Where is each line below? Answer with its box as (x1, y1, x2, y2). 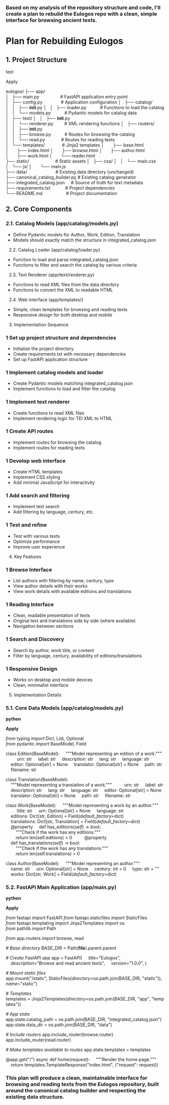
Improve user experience (13, 543, 65, 549)
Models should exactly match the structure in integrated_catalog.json (13, 237, 156, 243)
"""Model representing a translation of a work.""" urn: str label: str (10, 782, 163, 788)
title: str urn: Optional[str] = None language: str (17, 808, 124, 814)
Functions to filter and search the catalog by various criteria (13, 262, 137, 268)
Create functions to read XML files (13, 410, 84, 416)
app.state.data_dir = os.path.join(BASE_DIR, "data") (6, 1022, 112, 1028)
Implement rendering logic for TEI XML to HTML (13, 415, 113, 421)
